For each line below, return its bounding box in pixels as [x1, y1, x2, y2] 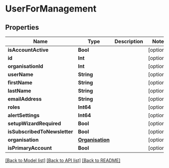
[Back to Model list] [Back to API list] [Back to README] [5, 157, 121, 163]
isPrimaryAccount [8, 144, 52, 151]
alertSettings [8, 112, 40, 119]
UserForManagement [5, 3, 97, 15]
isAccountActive [8, 46, 49, 53]
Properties [5, 23, 39, 32]
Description [114, 38, 143, 45]
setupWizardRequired [8, 120, 61, 127]
